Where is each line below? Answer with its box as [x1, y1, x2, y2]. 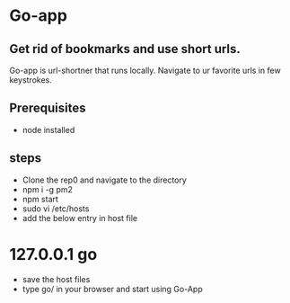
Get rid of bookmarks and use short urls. [9, 41, 241, 57]
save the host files [22, 273, 91, 284]
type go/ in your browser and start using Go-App [22, 283, 204, 294]
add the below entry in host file [22, 212, 137, 223]
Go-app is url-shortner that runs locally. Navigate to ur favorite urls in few [9, 65, 281, 76]
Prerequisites [9, 101, 86, 116]
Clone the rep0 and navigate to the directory [22, 174, 187, 185]
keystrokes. [9, 75, 52, 85]
